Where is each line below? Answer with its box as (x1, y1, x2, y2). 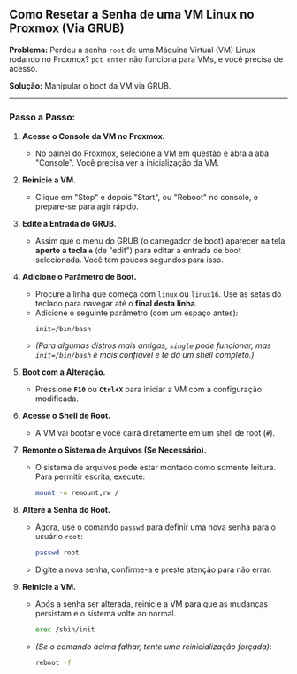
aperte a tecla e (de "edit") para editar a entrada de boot (34, 245, 241, 256)
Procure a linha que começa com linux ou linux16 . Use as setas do (34, 289, 282, 299)
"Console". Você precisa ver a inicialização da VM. (34, 158, 219, 168)
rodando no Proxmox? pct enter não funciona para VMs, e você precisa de (9, 53, 284, 65)
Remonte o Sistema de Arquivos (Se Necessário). (21, 445, 208, 455)
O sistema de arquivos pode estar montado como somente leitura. (34, 462, 277, 473)
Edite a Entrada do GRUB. (21, 219, 117, 229)
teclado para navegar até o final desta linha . (34, 298, 198, 309)
